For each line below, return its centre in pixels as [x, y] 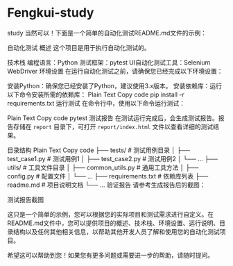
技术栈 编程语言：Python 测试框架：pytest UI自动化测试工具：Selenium [109, 62]
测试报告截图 [25, 199]
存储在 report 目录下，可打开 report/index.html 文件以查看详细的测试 [113, 126]
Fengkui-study [51, 13]
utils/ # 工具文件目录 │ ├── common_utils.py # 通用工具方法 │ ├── [103, 167]
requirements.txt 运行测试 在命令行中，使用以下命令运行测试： [96, 103]
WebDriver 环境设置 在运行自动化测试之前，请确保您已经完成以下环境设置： [115, 71]
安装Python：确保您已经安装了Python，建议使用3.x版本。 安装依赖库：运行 [115, 85]
